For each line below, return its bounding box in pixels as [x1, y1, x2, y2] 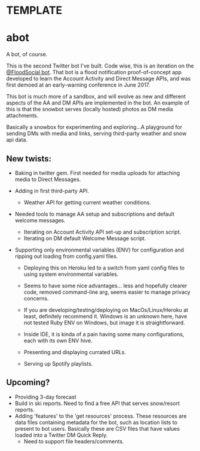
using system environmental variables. [23, 270, 119, 278]
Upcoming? [6, 378, 50, 388]
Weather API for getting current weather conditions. [23, 198, 151, 206]
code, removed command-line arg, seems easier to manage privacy [23, 288, 191, 296]
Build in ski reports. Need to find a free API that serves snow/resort [14, 400, 180, 407]
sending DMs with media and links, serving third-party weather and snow [6, 130, 187, 137]
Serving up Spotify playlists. [23, 360, 93, 367]
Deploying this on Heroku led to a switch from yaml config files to [23, 264, 185, 271]
